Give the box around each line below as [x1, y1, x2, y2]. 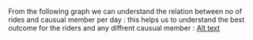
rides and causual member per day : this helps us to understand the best [8, 15, 245, 24]
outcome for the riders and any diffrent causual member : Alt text [8, 24, 220, 32]
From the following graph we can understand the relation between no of [8, 7, 243, 16]
